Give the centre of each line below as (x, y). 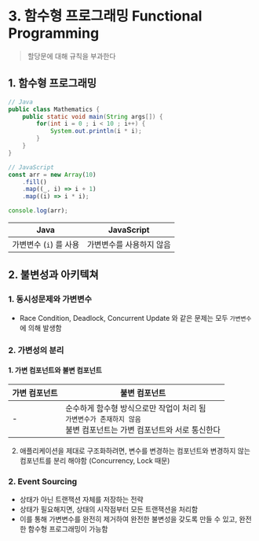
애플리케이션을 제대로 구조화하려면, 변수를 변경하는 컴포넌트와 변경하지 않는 (135, 451)
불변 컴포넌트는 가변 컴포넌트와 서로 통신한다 (143, 429)
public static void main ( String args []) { (93, 116)
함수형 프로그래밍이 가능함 (68, 529)
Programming (54, 33)
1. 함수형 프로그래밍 (52, 83)
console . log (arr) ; (38, 211)
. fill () (35, 182)
